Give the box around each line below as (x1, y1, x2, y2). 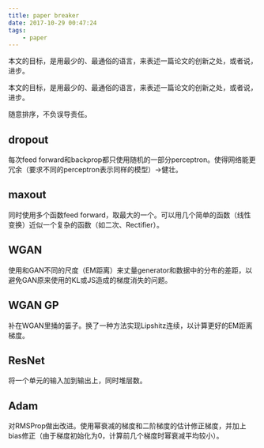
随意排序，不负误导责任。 (8, 110, 92, 119)
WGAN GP (8, 299, 59, 312)
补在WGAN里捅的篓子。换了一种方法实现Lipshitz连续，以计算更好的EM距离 (8, 321, 253, 330)
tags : (8, 26, 26, 34)
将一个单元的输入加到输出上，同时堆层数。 (8, 376, 147, 386)
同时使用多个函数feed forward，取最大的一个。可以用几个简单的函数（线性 (8, 210, 251, 220)
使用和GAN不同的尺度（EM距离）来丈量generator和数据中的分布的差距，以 (8, 265, 253, 275)
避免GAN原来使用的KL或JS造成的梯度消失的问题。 (8, 275, 172, 284)
